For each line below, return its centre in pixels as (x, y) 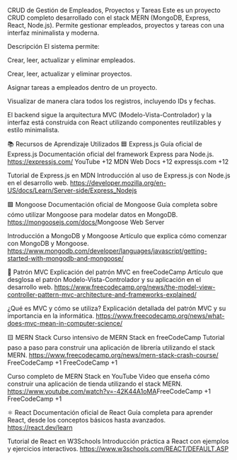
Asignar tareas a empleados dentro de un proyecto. (82, 87)
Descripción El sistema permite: (54, 46)
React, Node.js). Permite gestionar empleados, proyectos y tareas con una (116, 25)
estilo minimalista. (34, 130)
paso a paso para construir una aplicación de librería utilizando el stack (111, 348)
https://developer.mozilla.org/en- (118, 183)
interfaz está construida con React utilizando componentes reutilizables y (114, 122)
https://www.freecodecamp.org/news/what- (160, 316)
